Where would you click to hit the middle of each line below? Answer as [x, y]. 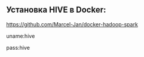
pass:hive [18, 47]
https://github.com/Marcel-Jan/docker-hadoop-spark [72, 24]
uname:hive [21, 36]
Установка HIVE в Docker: [56, 10]
